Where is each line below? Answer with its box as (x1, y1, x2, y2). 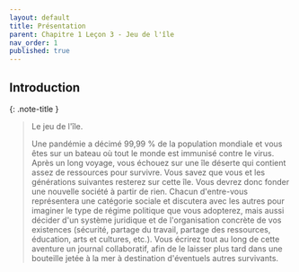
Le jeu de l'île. (31, 120, 84, 131)
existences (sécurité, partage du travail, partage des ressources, (31, 224, 271, 234)
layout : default (9, 13, 70, 22)
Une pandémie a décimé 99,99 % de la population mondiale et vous (31, 138, 283, 149)
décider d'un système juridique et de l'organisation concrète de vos (31, 215, 282, 225)
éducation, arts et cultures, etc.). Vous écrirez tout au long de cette (31, 233, 280, 244)
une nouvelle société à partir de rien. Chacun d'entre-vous (31, 186, 249, 197)
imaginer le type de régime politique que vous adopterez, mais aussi (31, 205, 285, 215)
